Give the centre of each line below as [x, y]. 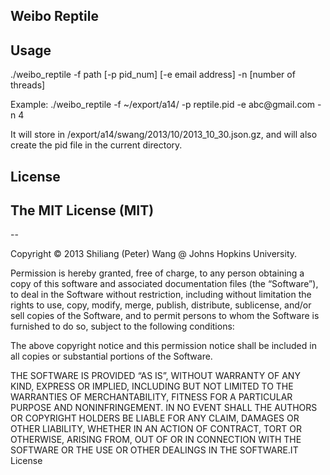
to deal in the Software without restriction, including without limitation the [161, 295]
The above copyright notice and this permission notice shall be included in [163, 346]
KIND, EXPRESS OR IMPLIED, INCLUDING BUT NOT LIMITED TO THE [152, 386]
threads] [28, 85]
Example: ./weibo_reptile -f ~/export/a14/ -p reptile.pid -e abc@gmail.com [163, 105]
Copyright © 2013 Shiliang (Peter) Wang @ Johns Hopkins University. [154, 254]
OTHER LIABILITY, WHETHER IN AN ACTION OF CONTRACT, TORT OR [156, 429]
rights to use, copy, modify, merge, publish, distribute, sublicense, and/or [161, 305]
